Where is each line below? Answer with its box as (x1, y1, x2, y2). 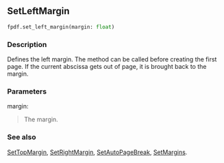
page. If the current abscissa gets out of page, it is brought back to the (7, 62, 207, 70)
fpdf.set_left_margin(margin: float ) (7, 23, 115, 30)
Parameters (7, 87, 47, 96)
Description (7, 40, 47, 49)
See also (7, 132, 36, 142)
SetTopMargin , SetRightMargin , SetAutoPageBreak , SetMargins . (7, 148, 188, 156)
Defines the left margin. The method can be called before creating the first (7, 55, 217, 63)
